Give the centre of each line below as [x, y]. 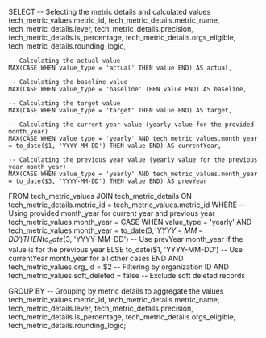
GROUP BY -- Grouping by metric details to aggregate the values [116, 291]
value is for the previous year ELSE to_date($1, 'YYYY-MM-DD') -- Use [126, 249]
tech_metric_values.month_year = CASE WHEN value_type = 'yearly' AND [130, 222]
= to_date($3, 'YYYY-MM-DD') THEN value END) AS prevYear [108, 181]
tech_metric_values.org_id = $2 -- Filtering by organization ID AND [119, 267]
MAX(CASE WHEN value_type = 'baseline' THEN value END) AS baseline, [128, 89]
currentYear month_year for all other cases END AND [96, 258]
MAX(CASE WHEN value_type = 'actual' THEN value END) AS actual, [120, 68]
